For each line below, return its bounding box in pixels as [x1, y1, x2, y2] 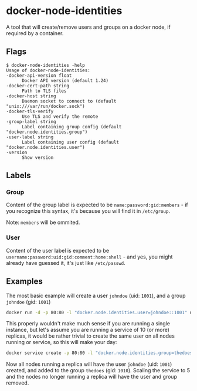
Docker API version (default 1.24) [21, 77, 109, 83]
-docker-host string [6, 93, 57, 99]
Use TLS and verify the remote [21, 113, 98, 120]
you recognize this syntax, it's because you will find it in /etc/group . [6, 208, 171, 215]
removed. [6, 379, 29, 386]
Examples [6, 277, 43, 287]
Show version [21, 154, 54, 161]
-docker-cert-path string [6, 83, 69, 89]
